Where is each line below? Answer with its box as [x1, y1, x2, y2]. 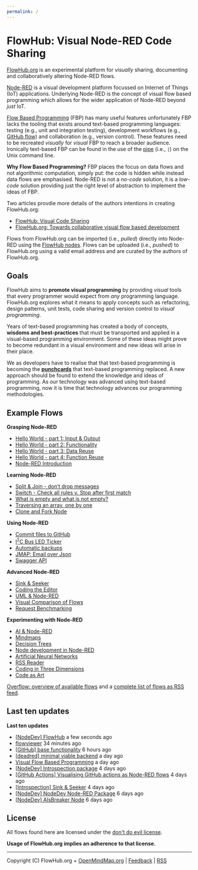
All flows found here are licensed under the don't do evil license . [6, 829, 163, 836]
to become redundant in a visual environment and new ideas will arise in [6, 342, 182, 349]
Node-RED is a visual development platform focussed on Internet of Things [6, 84, 189, 91]
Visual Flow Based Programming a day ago [15, 759, 119, 766]
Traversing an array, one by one [15, 502, 93, 509]
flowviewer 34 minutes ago [15, 740, 82, 747]
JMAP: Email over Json [15, 550, 72, 557]
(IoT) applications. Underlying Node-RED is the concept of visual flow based [6, 90, 192, 97]
